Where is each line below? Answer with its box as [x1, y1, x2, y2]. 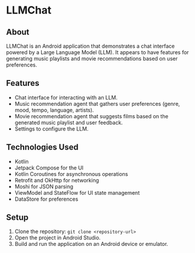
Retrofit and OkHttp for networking [14, 177, 99, 184]
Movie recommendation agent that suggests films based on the [14, 112, 169, 119]
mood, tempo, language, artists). [14, 106, 94, 114]
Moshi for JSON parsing [14, 183, 74, 190]
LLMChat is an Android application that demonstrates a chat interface [6, 42, 175, 49]
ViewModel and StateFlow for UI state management [14, 189, 140, 196]
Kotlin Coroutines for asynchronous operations [14, 170, 128, 177]
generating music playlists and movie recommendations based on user [6, 55, 178, 62]
